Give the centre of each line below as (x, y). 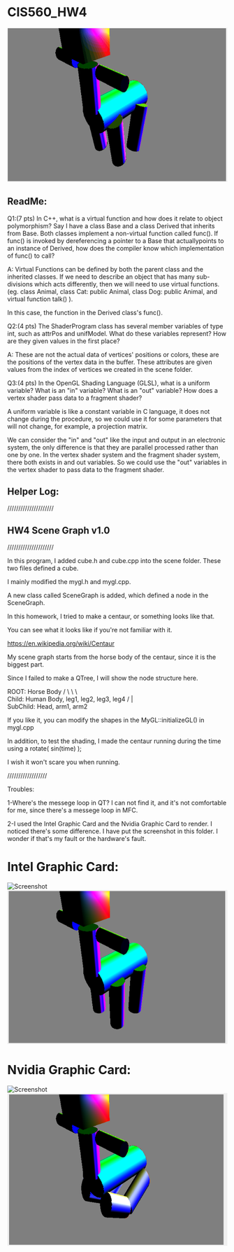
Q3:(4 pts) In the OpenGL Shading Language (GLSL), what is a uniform (109, 383)
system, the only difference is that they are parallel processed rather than (113, 447)
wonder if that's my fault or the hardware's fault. (77, 839)
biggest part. (25, 665)
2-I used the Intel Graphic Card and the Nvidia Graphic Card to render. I (110, 824)
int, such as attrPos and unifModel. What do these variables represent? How (117, 333)
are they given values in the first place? (64, 341)
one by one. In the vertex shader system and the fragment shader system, (114, 454)
